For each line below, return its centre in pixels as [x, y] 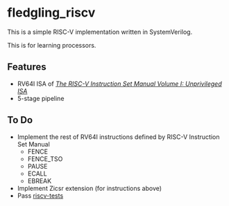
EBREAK [40, 180]
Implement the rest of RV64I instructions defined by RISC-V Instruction [118, 137]
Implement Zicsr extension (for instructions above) [89, 188]
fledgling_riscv [51, 13]
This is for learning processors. [52, 45]
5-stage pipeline [41, 98]
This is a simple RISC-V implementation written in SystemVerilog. [100, 32]
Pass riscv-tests [40, 196]
